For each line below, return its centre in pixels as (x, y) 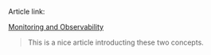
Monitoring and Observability (56, 27)
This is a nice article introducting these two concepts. (116, 42)
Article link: (27, 12)
